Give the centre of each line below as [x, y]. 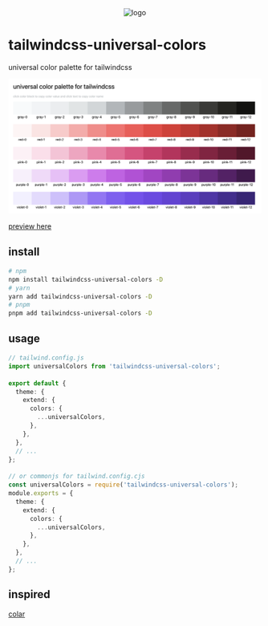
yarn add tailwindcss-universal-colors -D [80, 296]
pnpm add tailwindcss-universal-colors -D [80, 313]
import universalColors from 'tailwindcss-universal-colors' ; [114, 366]
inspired [29, 594]
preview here [30, 226]
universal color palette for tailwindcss [70, 67]
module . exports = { [41, 494]
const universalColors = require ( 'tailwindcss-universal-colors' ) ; [124, 485]
